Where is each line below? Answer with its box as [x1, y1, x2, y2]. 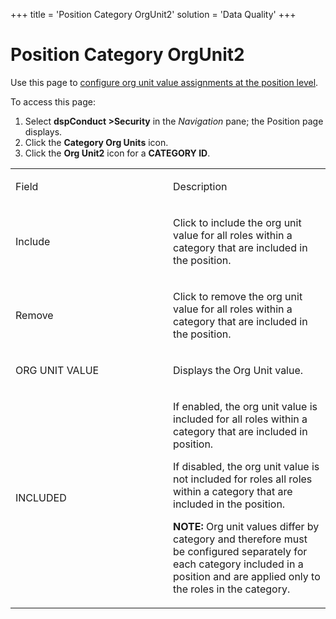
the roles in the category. [173, 582, 291, 596]
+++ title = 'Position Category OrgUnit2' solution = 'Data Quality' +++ [10, 9, 297, 20]
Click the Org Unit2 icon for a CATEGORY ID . [24, 147, 211, 159]
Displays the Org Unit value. [173, 363, 304, 377]
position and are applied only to [173, 569, 321, 583]
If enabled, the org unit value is [173, 399, 318, 413]
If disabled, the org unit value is [173, 459, 320, 473]
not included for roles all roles [173, 472, 313, 486]
